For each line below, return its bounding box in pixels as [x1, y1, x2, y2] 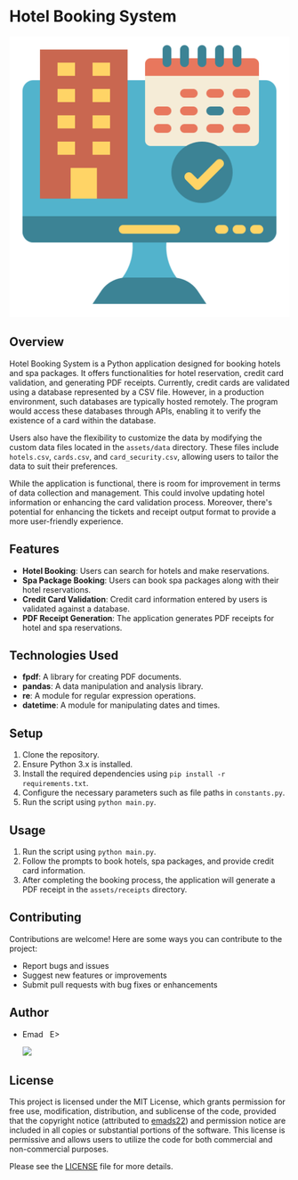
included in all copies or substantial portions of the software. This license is [9, 1125, 286, 1135]
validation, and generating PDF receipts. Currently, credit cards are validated [9, 377, 290, 388]
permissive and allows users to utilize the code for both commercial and [9, 1135, 273, 1145]
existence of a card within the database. [9, 414, 157, 425]
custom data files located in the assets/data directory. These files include [9, 441, 279, 452]
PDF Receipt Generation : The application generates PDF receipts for [21, 612, 275, 623]
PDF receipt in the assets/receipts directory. [21, 884, 188, 895]
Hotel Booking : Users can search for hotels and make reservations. [21, 565, 270, 576]
